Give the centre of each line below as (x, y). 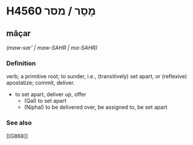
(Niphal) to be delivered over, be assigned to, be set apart (96, 107)
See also (19, 123)
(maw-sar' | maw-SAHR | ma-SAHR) (52, 48)
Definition (21, 63)
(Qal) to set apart (45, 101)
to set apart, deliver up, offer (50, 94)
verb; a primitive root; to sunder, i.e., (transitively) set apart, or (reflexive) (97, 76)
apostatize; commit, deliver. (41, 83)
